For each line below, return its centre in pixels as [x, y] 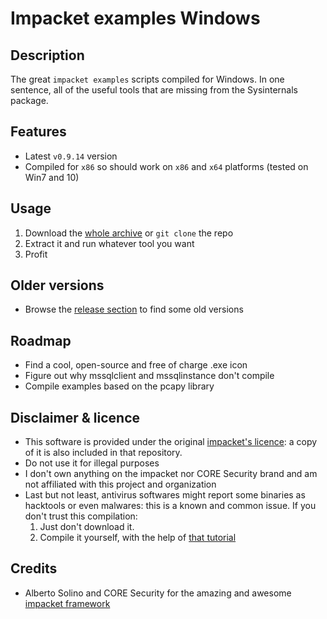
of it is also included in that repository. [103, 453]
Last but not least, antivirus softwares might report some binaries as [165, 495]
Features [38, 132]
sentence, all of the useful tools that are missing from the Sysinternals [154, 90]
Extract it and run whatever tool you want [109, 243]
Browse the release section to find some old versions [134, 309]
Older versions [57, 285]
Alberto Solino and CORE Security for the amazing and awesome [158, 593]
